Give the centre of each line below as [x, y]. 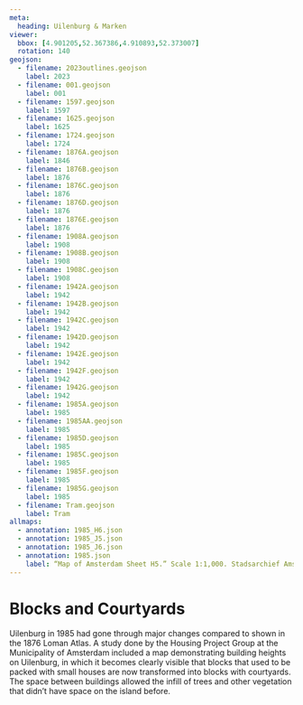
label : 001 [46, 93]
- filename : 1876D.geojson [68, 203]
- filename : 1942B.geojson [68, 304]
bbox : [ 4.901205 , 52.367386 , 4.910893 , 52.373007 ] [109, 43]
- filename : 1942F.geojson [68, 371]
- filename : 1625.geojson [66, 118]
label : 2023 [48, 77]
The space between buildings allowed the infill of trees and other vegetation [151, 681]
